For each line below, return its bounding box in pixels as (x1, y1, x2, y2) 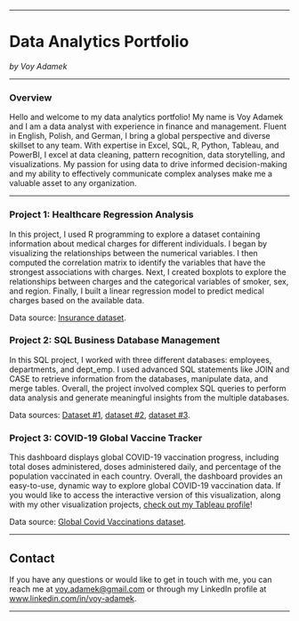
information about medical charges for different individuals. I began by (9, 238, 268, 249)
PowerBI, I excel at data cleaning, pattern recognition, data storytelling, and (9, 149, 286, 160)
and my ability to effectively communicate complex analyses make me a (9, 168, 273, 179)
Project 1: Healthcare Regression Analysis (9, 208, 194, 221)
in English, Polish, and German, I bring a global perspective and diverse (9, 131, 271, 141)
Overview (9, 91, 53, 103)
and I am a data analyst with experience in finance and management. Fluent (9, 121, 287, 132)
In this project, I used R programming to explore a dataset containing (9, 229, 261, 239)
